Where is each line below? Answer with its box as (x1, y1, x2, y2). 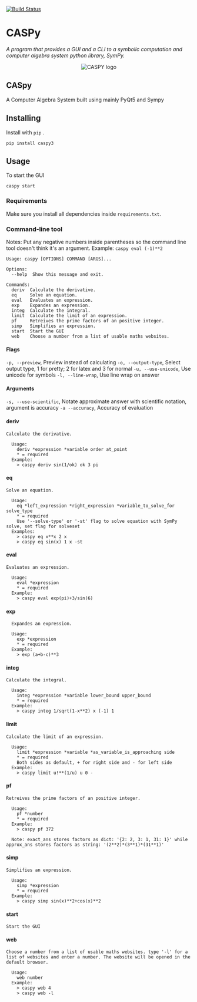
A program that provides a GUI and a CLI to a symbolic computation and (6, 45, 183, 52)
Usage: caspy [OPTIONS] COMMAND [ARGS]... (6, 256, 112, 262)
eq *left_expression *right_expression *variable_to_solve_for (16, 503, 175, 509)
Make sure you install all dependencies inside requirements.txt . (6, 210, 162, 217)
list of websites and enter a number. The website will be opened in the (6, 954, 191, 960)
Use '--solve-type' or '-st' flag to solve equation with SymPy (16, 518, 178, 524)
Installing (6, 113, 41, 123)
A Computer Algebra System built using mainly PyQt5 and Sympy (6, 96, 165, 103)
